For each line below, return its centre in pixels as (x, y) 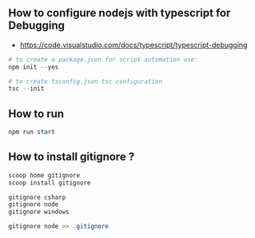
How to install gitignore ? (72, 157)
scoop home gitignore (44, 175)
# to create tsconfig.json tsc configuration (85, 81)
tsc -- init (26, 89)
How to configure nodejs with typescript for (120, 13)
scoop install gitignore (50, 183)
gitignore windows (39, 212)
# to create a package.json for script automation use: (103, 59)
